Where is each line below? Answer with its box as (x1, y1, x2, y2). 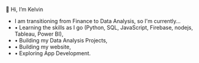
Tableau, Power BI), (14, 30, 64, 38)
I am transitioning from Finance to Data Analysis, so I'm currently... (14, 18, 181, 24)
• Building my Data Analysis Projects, (14, 37, 107, 44)
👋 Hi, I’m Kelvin (5, 6, 44, 13)
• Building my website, (14, 43, 71, 50)
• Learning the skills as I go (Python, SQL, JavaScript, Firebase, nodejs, (14, 24, 194, 31)
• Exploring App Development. (14, 50, 91, 57)
